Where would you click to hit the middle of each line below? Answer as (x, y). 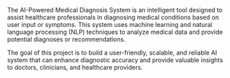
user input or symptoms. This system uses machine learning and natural (110, 25)
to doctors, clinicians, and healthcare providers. (75, 67)
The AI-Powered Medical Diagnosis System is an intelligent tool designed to (115, 10)
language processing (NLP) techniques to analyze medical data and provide (115, 32)
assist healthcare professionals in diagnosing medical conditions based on (113, 17)
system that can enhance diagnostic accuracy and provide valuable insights (115, 60)
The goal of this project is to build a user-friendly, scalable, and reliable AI (112, 52)
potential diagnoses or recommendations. (66, 39)
